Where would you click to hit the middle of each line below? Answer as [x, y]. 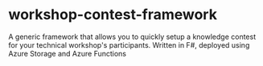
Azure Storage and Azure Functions [68, 53]
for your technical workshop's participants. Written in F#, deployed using [129, 45]
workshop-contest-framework [113, 15]
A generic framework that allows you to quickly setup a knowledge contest [132, 37]
